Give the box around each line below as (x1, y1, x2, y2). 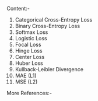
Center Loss (15, 54, 45, 60)
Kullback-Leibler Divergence (15, 66, 84, 72)
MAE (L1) (15, 72, 37, 79)
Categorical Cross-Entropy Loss (15, 16, 93, 23)
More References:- (6, 90, 52, 96)
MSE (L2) (15, 78, 38, 85)
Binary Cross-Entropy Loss (15, 23, 80, 29)
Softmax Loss (15, 29, 48, 36)
